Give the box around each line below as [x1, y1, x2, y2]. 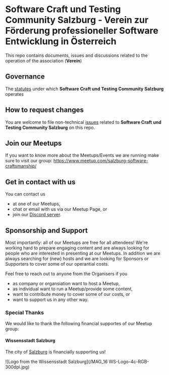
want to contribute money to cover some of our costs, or [12, 291, 130, 297]
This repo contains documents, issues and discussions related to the [5, 52, 148, 58]
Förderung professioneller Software [5, 25, 159, 36]
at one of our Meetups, [12, 201, 61, 207]
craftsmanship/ [5, 163, 37, 169]
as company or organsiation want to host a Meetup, [12, 281, 120, 286]
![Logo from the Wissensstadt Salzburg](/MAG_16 [5, 358, 108, 364]
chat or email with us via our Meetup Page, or [12, 206, 107, 212]
